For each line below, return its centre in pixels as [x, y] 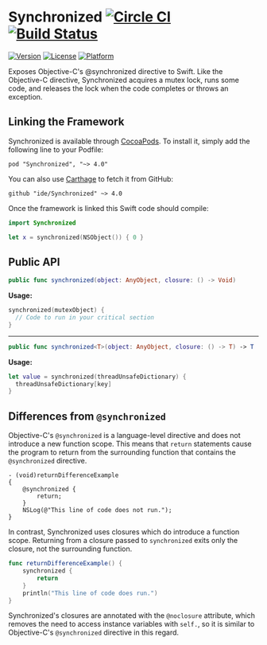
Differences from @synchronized [87, 416]
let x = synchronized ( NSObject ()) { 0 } [76, 237]
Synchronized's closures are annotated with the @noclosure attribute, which [132, 616]
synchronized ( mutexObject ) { [56, 311]
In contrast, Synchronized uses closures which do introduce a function [124, 532]
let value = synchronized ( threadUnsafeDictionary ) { [97, 377]
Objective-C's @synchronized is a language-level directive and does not [124, 436]
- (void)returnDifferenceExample [64, 475]
